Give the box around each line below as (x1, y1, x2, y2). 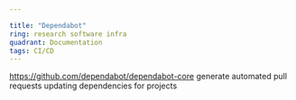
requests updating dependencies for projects (9, 80, 178, 91)
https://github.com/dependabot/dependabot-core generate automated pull (9, 71, 287, 82)
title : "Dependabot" (9, 21, 88, 30)
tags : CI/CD (9, 46, 54, 55)
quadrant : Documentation (9, 38, 103, 47)
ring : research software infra (9, 29, 127, 39)
